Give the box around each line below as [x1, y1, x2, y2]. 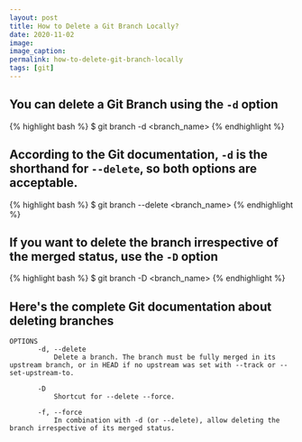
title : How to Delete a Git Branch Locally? [9, 22, 179, 31]
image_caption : [9, 47, 67, 56]
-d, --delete [37, 345, 87, 355]
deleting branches [9, 313, 114, 328]
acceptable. [9, 175, 78, 190]
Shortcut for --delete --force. [53, 392, 176, 401]
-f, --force [37, 408, 83, 418]
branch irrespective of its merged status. [9, 424, 176, 433]
